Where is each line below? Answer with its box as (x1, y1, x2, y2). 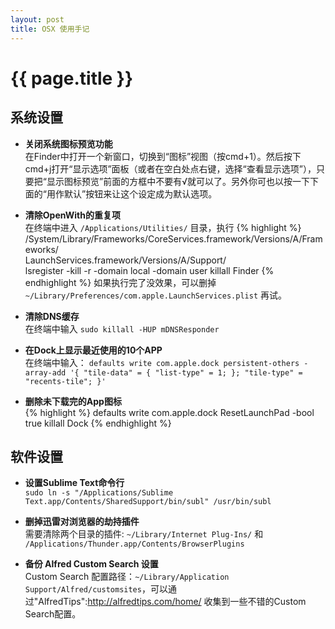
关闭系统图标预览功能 (24, 137, 113, 150)
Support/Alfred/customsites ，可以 (24, 583, 168, 595)
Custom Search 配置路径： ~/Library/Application (24, 571, 230, 583)
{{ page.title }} (10, 67, 134, 90)
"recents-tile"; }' (24, 376, 107, 386)
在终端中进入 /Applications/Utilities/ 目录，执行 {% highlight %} (24, 221, 302, 233)
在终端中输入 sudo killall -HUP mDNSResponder (24, 322, 220, 335)
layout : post (10, 14, 65, 25)
